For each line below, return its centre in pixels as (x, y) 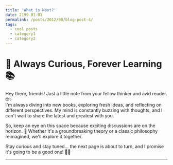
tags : (11, 24)
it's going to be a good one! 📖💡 (38, 152)
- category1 (23, 34)
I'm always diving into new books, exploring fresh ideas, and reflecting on (84, 105)
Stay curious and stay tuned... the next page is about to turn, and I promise (85, 146)
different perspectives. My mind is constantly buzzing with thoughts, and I (84, 110)
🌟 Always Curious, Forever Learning (84, 64)
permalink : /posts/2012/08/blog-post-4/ (49, 19)
